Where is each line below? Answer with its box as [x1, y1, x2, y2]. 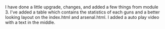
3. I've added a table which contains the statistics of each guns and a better [5, 9, 160, 15]
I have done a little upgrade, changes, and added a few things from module [5, 4, 159, 10]
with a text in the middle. [5, 19, 55, 25]
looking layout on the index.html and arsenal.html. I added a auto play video [5, 14, 160, 20]
